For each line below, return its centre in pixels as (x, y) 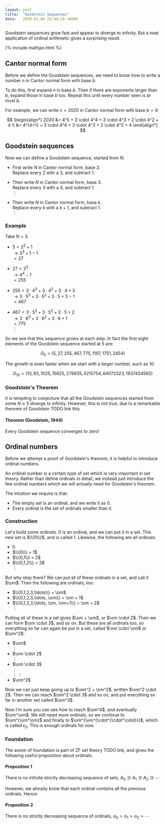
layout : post (18, 10)
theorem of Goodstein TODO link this (43, 409)
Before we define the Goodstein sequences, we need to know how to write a (83, 75)
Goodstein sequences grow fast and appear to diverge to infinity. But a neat (82, 33)
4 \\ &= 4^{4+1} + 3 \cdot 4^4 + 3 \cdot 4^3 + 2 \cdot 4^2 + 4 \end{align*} (83, 125)
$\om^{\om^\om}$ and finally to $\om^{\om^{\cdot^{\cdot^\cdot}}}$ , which (82, 720)
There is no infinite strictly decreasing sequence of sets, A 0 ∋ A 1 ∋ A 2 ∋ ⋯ (82, 778)
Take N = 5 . (17, 237)
